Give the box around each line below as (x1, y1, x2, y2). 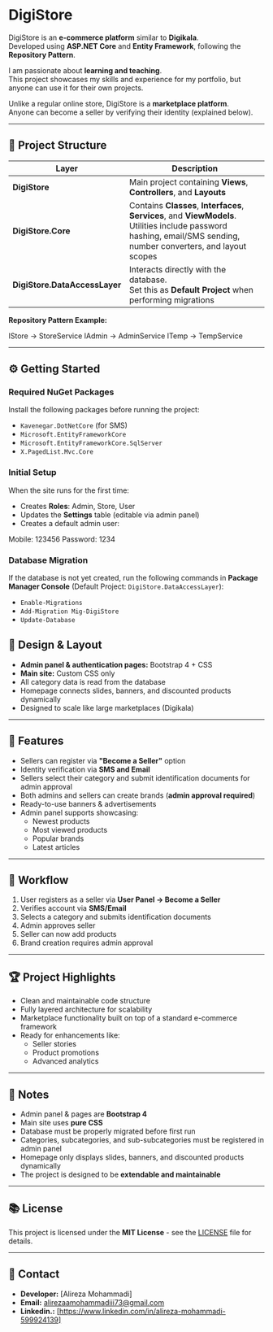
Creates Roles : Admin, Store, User (19, 501, 136, 511)
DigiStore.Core (12, 225, 71, 237)
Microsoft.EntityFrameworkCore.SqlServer (19, 439, 162, 448)
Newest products (32, 816, 91, 826)
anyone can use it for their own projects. (8, 83, 144, 93)
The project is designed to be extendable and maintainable (19, 1169, 221, 1180)
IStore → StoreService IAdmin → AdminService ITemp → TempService (8, 331, 244, 341)
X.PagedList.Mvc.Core (19, 448, 93, 456)
